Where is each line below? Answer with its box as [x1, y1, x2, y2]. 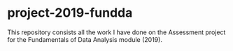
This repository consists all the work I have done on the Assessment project [7, 28, 226, 36]
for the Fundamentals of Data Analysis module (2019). [7, 35, 163, 43]
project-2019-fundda [7, 5, 133, 21]
